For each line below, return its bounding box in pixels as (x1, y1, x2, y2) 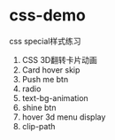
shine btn (21, 102, 57, 113)
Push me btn (21, 74, 69, 84)
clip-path (21, 121, 56, 131)
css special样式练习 (9, 35, 81, 46)
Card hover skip (21, 64, 80, 75)
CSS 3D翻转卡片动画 (21, 54, 97, 65)
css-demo (9, 5, 86, 26)
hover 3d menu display (21, 112, 106, 122)
